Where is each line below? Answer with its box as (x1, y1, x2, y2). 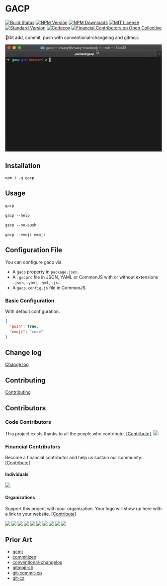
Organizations (5, 494, 35, 500)
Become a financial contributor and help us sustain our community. (5, 455, 143, 461)
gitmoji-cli (12, 565, 33, 571)
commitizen (12, 554, 37, 560)
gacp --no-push (5, 223, 37, 228)
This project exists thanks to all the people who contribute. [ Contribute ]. (5, 430, 153, 437)
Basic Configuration (5, 297, 55, 304)
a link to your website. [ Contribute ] (5, 511, 76, 517)
